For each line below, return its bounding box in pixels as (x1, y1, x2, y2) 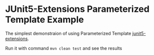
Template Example (5, 14, 84, 25)
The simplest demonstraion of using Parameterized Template (5, 30, 131, 36)
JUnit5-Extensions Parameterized (5, 3, 149, 15)
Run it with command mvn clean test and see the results (5, 45, 122, 51)
